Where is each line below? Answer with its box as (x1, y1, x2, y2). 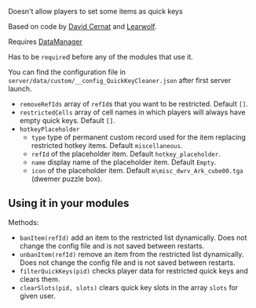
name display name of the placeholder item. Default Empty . (31, 158, 217, 167)
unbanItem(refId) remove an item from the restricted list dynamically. (19, 249, 244, 259)
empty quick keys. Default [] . (19, 116, 115, 125)
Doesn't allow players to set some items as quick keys (8, 7, 183, 16)
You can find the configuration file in (8, 67, 126, 77)
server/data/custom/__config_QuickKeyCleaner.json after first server (8, 76, 232, 85)
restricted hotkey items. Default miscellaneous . (31, 141, 183, 150)
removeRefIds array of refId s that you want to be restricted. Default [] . (19, 100, 249, 108)
